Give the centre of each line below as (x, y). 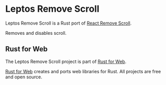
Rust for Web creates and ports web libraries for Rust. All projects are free (83, 71)
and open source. (24, 77)
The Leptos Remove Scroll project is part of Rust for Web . (66, 61)
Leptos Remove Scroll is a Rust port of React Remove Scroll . (68, 23)
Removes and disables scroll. (36, 33)
